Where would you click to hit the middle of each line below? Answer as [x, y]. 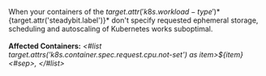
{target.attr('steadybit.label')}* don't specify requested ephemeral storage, [133, 20]
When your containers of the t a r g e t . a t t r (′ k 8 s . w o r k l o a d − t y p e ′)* [114, 12]
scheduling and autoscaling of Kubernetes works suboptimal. [111, 29]
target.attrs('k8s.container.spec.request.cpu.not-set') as [103, 55]
